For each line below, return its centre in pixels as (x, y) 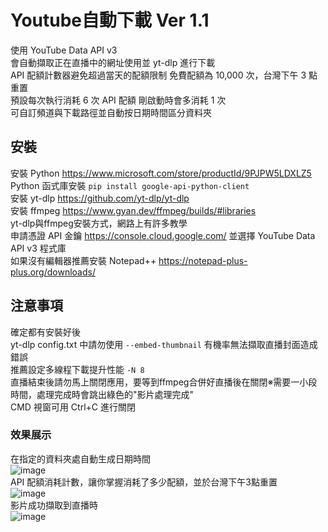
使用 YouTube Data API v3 (64, 50)
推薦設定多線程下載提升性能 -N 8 (77, 369)
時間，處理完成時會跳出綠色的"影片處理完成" (102, 394)
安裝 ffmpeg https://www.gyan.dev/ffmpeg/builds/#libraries (133, 210)
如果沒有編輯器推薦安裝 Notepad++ (83, 260)
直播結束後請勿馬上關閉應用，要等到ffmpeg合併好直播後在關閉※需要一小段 (164, 382)
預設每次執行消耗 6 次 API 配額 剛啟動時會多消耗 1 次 (118, 100)
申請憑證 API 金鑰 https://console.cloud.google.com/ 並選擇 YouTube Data (163, 235)
